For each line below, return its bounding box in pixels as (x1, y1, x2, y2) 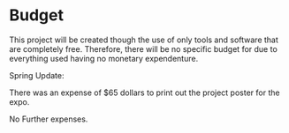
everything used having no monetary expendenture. (9, 53, 199, 63)
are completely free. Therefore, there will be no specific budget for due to (9, 43, 278, 54)
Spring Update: (9, 70, 65, 80)
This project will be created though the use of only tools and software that (9, 34, 278, 45)
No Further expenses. (9, 114, 88, 124)
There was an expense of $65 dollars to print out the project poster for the (9, 87, 280, 98)
